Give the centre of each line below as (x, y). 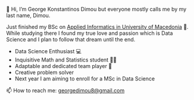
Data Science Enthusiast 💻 (48, 51)
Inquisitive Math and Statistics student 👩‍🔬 (66, 60)
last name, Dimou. (28, 15)
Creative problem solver (44, 72)
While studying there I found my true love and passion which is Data (90, 33)
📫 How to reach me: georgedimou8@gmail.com (65, 91)
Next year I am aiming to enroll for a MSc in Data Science (85, 79)
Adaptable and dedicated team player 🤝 (63, 66)
